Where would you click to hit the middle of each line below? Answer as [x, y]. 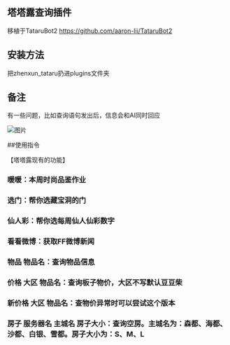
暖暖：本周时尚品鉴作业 [46, 180]
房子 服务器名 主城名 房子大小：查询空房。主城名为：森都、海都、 [117, 323]
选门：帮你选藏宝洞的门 [46, 200]
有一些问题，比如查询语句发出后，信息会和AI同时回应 [84, 115]
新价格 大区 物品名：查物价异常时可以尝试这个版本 [92, 303]
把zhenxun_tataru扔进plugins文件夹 [58, 73]
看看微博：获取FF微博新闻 [51, 241]
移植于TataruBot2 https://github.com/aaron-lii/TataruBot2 [90, 31]
